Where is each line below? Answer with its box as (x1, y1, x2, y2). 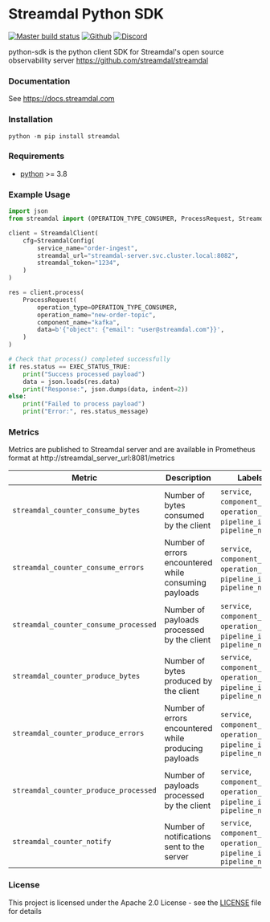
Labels (236, 472, 264, 483)
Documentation (8, 75, 71, 87)
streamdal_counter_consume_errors (12, 563, 145, 573)
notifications (164, 831, 211, 842)
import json (8, 207, 48, 215)
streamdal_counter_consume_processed (12, 620, 157, 630)
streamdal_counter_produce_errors (12, 728, 145, 738)
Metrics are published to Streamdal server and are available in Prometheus (8, 445, 256, 455)
